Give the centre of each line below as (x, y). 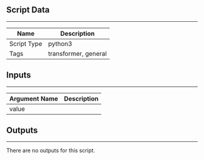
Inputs (19, 75)
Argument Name (34, 98)
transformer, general (78, 53)
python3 (60, 44)
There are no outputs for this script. (51, 150)
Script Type (26, 44)
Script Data (28, 10)
